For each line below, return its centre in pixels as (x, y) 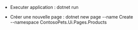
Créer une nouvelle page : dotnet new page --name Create (72, 17)
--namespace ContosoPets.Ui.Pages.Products (58, 22)
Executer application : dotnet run (44, 7)
